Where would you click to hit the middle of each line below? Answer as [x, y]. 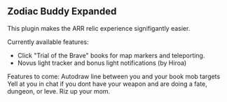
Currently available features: [48, 42]
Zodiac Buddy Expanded [62, 12]
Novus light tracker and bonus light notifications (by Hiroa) [102, 63]
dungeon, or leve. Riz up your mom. [59, 91]
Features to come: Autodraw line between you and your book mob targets [114, 76]
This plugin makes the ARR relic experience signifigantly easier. [99, 28]
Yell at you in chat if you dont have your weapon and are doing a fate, [108, 84]
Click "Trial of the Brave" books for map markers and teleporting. [111, 55]
